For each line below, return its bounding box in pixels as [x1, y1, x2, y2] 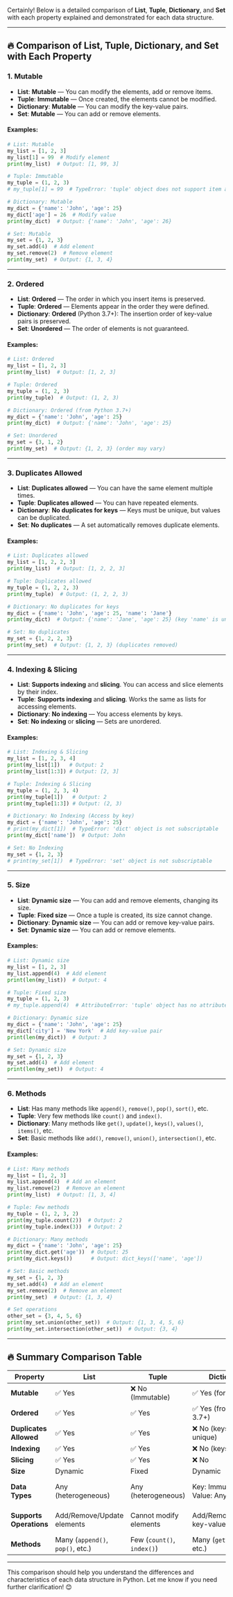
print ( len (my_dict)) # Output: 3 [7, 1034, 107, 1041]
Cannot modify [130, 1510, 179, 1520]
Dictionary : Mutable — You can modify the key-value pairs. [17, 102, 189, 111]
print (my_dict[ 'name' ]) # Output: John [7, 832, 126, 839]
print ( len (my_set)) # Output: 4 [7, 1066, 104, 1073]
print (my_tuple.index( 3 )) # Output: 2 [7, 1223, 123, 1230]
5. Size [7, 880, 31, 890]
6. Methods [7, 1089, 46, 1099]
